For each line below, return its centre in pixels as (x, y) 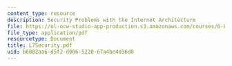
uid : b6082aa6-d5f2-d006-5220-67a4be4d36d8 (71, 52)
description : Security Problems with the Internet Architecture (101, 20)
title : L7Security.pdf (40, 45)
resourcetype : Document (41, 39)
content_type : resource (41, 13)
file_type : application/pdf (48, 33)
